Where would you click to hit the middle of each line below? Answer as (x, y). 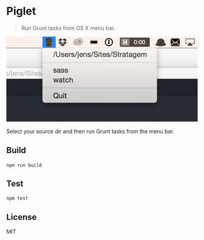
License (22, 217)
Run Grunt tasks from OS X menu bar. (68, 28)
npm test (17, 199)
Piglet (21, 11)
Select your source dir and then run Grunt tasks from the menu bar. (90, 131)
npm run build (24, 165)
